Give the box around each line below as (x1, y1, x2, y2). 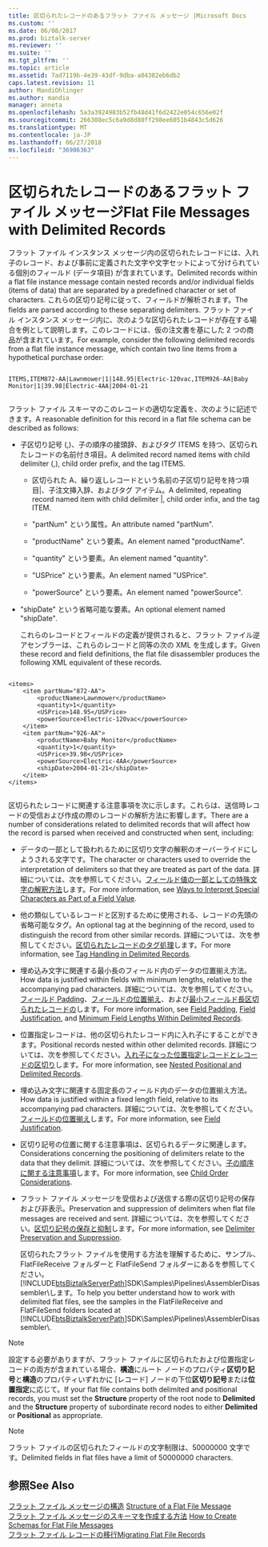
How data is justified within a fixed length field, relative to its (19, 1095, 218, 1105)
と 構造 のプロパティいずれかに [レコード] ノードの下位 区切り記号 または (15, 1375, 249, 1384)
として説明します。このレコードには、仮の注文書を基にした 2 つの (29, 325, 247, 335)
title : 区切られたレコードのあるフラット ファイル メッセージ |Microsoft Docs (8, 11, 247, 20)
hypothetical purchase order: (8, 353, 104, 362)
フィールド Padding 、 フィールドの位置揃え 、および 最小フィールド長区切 (19, 995, 260, 1004)
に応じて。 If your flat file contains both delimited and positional (29, 1384, 238, 1395)
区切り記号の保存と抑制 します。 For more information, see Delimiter (34, 1224, 255, 1234)
